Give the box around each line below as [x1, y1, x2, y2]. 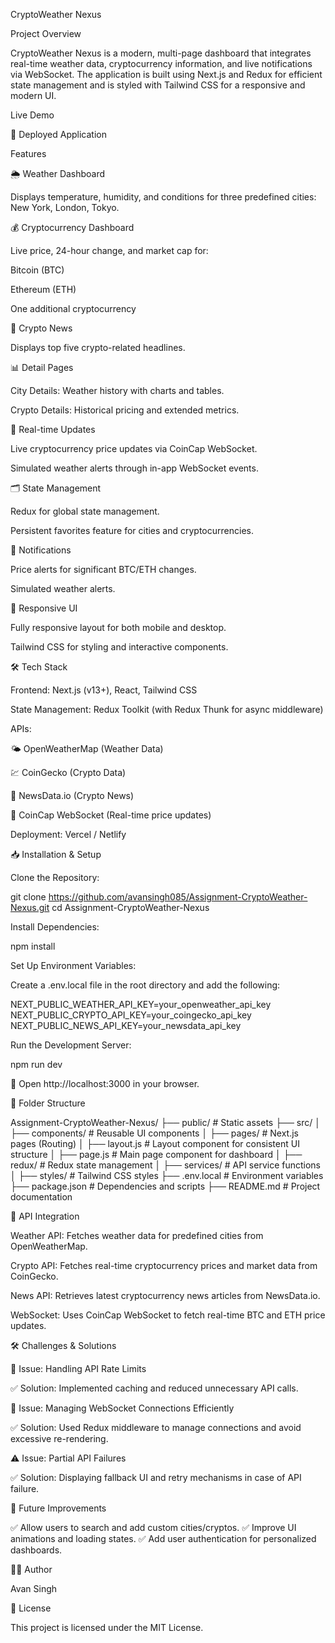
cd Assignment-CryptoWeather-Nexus [51, 902, 210, 913]
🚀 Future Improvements [10, 1502, 107, 1514]
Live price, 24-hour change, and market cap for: [10, 245, 209, 256]
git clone [10, 891, 47, 903]
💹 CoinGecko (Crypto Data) [10, 767, 127, 778]
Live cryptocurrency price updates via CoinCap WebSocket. [10, 443, 258, 454]
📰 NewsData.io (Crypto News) [10, 790, 135, 801]
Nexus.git [10, 902, 50, 913]
